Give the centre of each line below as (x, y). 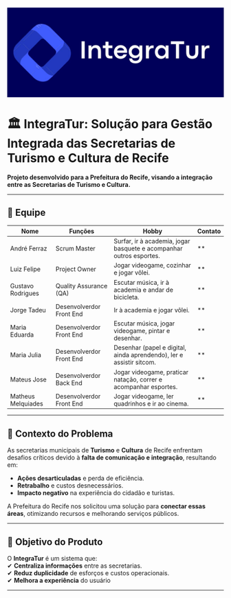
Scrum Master (76, 248)
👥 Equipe (26, 213)
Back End (69, 383)
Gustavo (22, 286)
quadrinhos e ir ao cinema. (151, 403)
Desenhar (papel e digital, (150, 348)
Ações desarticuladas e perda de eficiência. (80, 478)
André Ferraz (29, 248)
